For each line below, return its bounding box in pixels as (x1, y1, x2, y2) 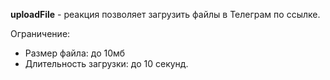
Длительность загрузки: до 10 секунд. (24, 58, 189, 69)
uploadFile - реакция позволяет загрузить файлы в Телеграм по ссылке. (10, 9, 321, 20)
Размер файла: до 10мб (24, 47, 126, 59)
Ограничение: (10, 28, 71, 39)
